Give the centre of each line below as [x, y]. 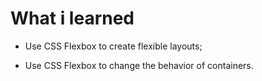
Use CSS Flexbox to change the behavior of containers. [139, 65]
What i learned [72, 18]
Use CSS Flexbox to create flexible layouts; [113, 46]
